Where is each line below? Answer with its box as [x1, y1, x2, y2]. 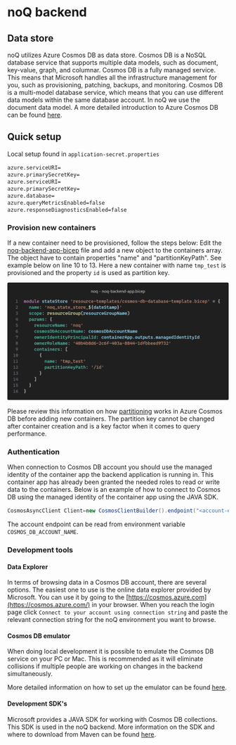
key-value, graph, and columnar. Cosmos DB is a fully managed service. [7, 66, 216, 74]
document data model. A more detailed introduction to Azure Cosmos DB [7, 103, 219, 111]
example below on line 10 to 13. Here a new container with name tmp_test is [7, 261, 226, 269]
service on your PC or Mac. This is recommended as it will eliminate [7, 655, 204, 663]
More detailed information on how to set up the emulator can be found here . [7, 683, 227, 692]
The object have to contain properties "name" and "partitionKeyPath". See [7, 254, 222, 262]
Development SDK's [7, 699, 67, 708]
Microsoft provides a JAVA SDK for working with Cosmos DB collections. [7, 715, 218, 723]
